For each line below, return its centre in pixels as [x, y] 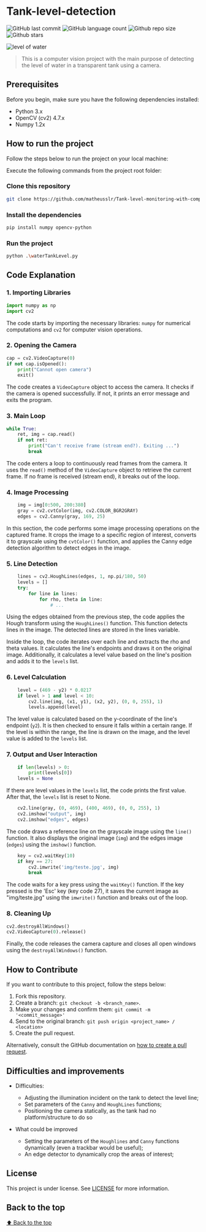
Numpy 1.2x [30, 124]
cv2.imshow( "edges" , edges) [53, 819]
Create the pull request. [45, 1033]
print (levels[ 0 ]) [50, 773]
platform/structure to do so [59, 1117]
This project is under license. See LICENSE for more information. [88, 1188]
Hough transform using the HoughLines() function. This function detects [97, 623]
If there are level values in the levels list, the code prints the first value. [97, 791]
